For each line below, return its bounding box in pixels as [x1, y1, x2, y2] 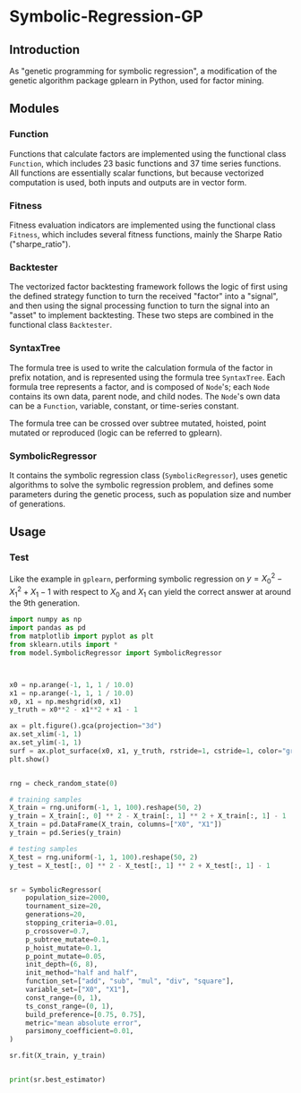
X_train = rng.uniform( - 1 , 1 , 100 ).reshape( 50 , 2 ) [9, 804, 202, 813]
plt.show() [9, 754, 50, 763]
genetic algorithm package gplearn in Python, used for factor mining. [9, 75, 264, 86]
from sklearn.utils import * [9, 641, 118, 650]
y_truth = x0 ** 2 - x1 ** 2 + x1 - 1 [9, 705, 139, 714]
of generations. [9, 498, 65, 509]
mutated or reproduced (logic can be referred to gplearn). [9, 427, 222, 438]
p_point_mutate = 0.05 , [25, 951, 106, 960]
